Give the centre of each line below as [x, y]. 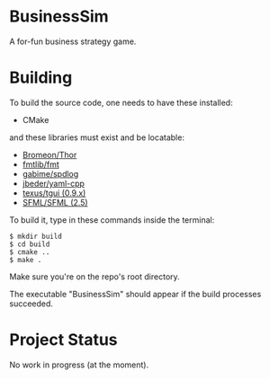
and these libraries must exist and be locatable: [97, 137]
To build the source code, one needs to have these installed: [121, 102]
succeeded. [31, 304]
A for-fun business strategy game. [73, 41]
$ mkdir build [36, 236]
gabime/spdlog [50, 173]
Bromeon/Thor [49, 154]
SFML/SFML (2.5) [55, 202]
